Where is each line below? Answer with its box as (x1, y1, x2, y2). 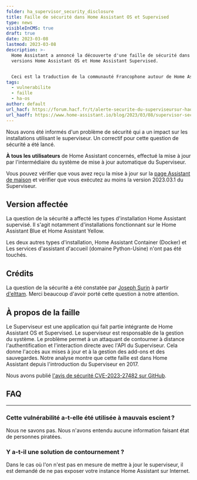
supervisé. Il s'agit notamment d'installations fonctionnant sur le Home (6, 221, 176, 229)
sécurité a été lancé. (6, 141, 56, 148)
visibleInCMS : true (6, 25, 54, 31)
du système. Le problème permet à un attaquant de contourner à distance (6, 335, 185, 342)
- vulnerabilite (11, 85, 51, 91)
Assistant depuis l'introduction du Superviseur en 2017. (6, 360, 139, 368)
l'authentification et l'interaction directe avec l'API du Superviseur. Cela (6, 342, 178, 349)
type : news (6, 19, 33, 25)
